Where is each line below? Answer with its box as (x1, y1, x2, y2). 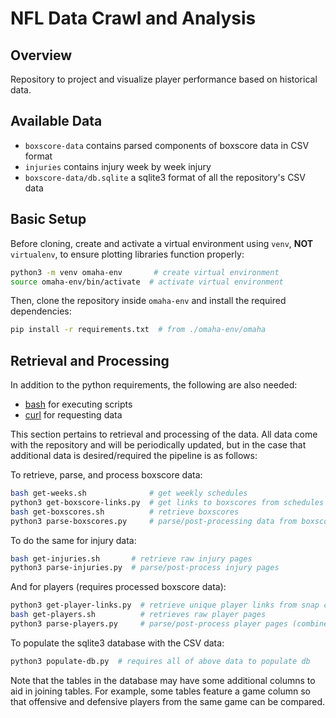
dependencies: (10, 305, 72, 317)
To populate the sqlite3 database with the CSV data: (10, 637, 225, 649)
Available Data (10, 113, 103, 130)
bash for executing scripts (24, 398, 133, 411)
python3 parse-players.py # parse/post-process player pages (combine (10, 619, 329, 629)
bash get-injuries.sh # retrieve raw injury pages (10, 553, 253, 564)
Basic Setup (10, 211, 87, 228)
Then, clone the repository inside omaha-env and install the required (10, 295, 287, 307)
